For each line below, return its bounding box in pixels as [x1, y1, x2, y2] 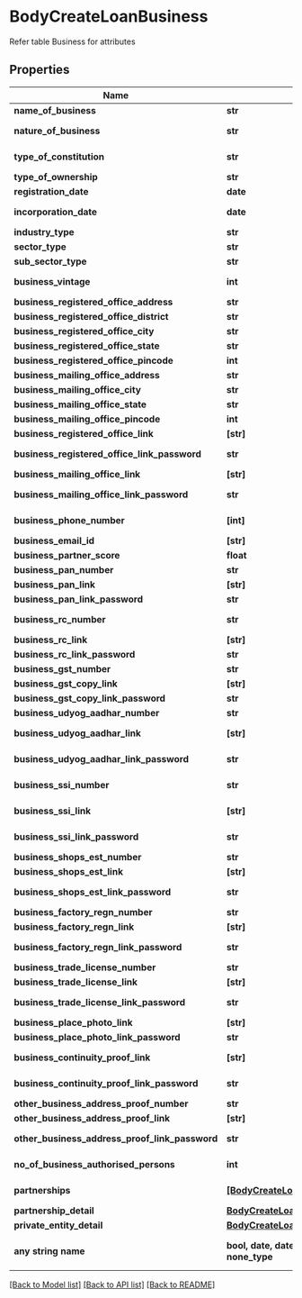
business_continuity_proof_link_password [13, 1076, 199, 1089]
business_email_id [13, 534, 95, 547]
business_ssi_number [13, 778, 110, 791]
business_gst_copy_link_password [13, 692, 166, 704]
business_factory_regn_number [13, 905, 153, 918]
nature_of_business [13, 124, 101, 137]
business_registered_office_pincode [13, 354, 173, 367]
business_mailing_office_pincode [13, 413, 161, 425]
